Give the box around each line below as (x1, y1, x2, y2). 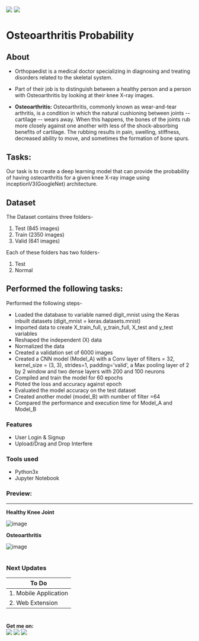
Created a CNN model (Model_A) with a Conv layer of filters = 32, (14, 355, 175, 362)
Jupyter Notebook (14, 474, 59, 482)
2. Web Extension (9, 599, 58, 607)
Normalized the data (14, 342, 65, 349)
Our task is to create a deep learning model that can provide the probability (6, 168, 190, 175)
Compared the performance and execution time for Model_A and (14, 399, 173, 406)
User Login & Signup (14, 434, 65, 441)
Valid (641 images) (14, 237, 60, 245)
